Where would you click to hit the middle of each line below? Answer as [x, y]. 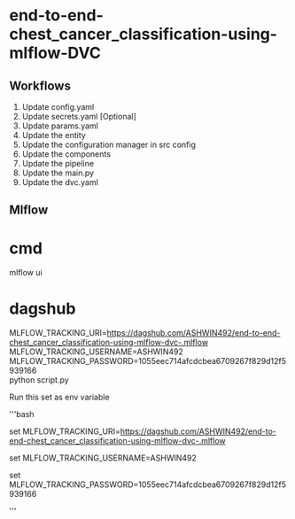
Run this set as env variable [59, 397]
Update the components [66, 154]
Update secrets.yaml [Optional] [79, 116]
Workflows [40, 85]
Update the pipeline [58, 163]
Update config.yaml [58, 107]
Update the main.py [58, 173]
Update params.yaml [60, 126]
